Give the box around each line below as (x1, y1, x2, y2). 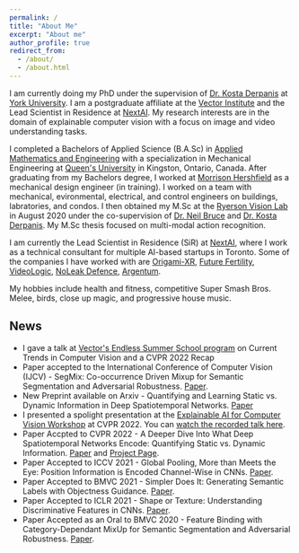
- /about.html (17, 64, 70, 73)
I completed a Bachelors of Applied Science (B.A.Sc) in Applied (9, 143, 243, 154)
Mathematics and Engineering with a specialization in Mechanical (9, 153, 251, 163)
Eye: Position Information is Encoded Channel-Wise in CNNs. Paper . (22, 466, 274, 477)
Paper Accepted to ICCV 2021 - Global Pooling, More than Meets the (22, 457, 277, 468)
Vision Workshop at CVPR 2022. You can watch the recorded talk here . (22, 418, 286, 429)
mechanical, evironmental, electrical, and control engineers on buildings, (9, 190, 278, 202)
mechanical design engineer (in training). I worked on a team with (9, 181, 252, 192)
